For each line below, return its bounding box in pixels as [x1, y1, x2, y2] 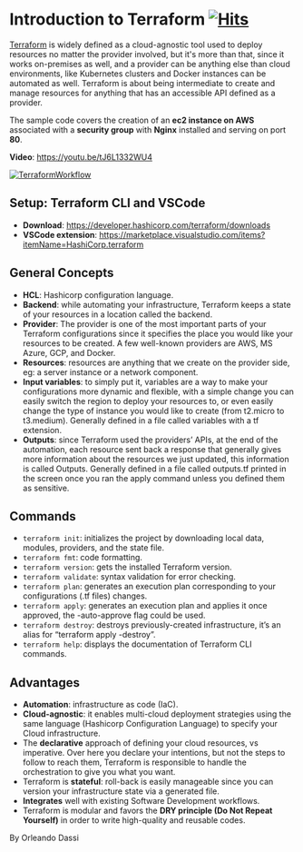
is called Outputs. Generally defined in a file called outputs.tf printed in [22, 463, 287, 474]
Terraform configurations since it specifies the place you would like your [22, 328, 293, 339]
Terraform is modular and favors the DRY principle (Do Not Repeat [22, 805, 273, 817]
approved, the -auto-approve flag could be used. [22, 609, 206, 621]
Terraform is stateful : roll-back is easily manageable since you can [22, 777, 274, 788]
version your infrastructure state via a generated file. [22, 786, 220, 797]
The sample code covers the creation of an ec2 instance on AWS [9, 114, 255, 125]
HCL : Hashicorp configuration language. [22, 289, 174, 300]
